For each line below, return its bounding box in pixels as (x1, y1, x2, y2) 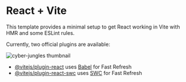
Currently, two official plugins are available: (6, 41, 111, 48)
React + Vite (6, 4, 67, 17)
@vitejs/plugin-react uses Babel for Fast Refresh (14, 63, 132, 70)
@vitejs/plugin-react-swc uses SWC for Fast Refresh (14, 69, 142, 76)
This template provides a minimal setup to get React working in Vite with (6, 23, 180, 30)
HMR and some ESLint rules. (6, 29, 75, 36)
